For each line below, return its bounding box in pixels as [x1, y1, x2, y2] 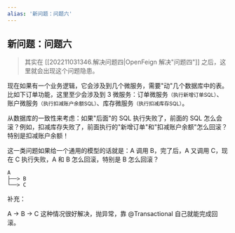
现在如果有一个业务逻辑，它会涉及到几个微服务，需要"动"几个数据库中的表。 [7, 81, 229, 90]
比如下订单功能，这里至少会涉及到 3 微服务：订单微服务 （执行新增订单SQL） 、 [7, 91, 223, 99]
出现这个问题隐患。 [43, 67, 99, 75]
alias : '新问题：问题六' [7, 10, 72, 18]
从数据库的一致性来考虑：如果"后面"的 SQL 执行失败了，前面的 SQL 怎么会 [7, 114, 222, 123]
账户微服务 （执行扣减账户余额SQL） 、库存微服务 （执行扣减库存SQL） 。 [7, 99, 189, 107]
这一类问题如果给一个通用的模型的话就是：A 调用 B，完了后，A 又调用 [7, 147, 210, 155]
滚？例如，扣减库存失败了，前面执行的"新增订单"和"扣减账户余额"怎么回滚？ [7, 123, 228, 131]
